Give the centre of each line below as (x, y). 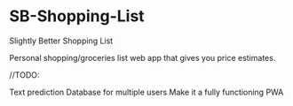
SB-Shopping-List (77, 16)
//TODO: (24, 75)
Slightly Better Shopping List (61, 41)
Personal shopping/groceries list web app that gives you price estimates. (143, 57)
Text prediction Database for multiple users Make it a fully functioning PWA (146, 92)
